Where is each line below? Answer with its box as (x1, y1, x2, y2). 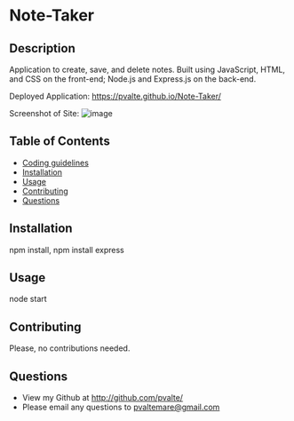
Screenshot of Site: (9, 108, 80, 118)
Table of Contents (9, 134, 111, 149)
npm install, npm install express (9, 244, 124, 255)
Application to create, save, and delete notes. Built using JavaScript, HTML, (9, 64, 286, 75)
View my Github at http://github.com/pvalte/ (21, 393, 184, 403)
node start (9, 294, 47, 305)
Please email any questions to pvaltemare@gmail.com (21, 401, 220, 413)
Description (9, 41, 75, 56)
